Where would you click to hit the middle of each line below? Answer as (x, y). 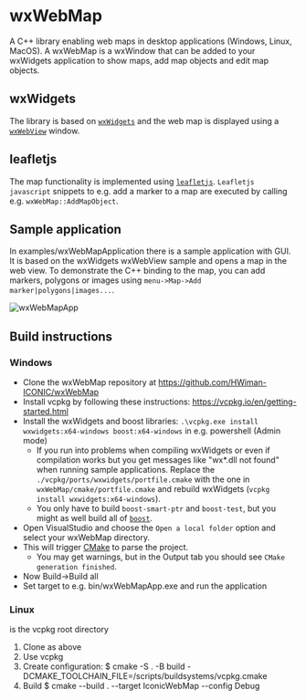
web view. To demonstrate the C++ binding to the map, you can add (137, 271)
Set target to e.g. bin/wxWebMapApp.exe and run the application (145, 586)
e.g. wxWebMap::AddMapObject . (64, 201)
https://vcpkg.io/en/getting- (244, 402)
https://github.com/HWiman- (212, 382)
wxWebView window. (45, 131)
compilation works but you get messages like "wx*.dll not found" (158, 460)
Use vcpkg (43, 657)
